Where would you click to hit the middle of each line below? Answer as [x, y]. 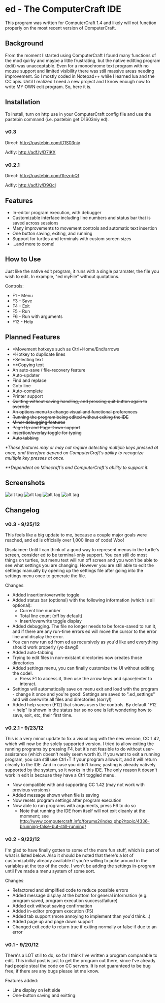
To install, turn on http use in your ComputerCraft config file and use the [78, 114]
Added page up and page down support [53, 921]
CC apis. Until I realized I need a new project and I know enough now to [78, 81]
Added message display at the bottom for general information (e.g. [80, 895]
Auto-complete [28, 391]
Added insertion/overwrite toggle [46, 595]
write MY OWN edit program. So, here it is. [49, 87]
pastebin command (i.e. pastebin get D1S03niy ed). [57, 119]
